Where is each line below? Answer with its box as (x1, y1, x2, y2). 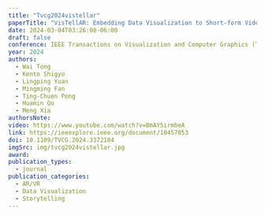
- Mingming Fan (15, 84, 65, 93)
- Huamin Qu (15, 99, 55, 107)
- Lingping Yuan (15, 77, 69, 85)
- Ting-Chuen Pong (15, 92, 77, 100)
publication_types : (8, 158, 73, 166)
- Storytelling (15, 195, 65, 202)
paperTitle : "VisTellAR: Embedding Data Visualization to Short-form (8, 19, 242, 27)
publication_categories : (8, 172, 90, 181)
